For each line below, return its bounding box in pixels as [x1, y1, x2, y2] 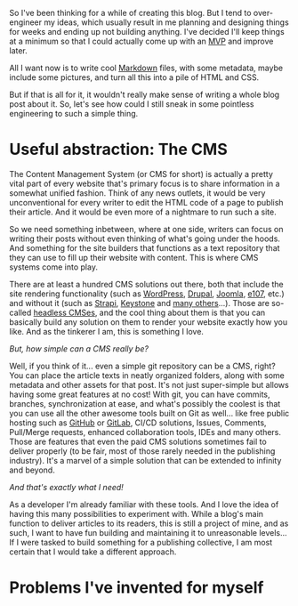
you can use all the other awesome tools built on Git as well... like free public [9, 408, 290, 418]
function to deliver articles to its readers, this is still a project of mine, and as [9, 518, 289, 529]
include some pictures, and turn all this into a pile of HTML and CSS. [9, 72, 260, 83]
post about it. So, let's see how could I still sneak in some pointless [9, 99, 254, 109]
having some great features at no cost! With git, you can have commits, [9, 389, 270, 400]
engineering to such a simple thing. [9, 109, 139, 118]
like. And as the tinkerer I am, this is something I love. [9, 326, 205, 336]
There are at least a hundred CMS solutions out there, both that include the [9, 279, 284, 289]
